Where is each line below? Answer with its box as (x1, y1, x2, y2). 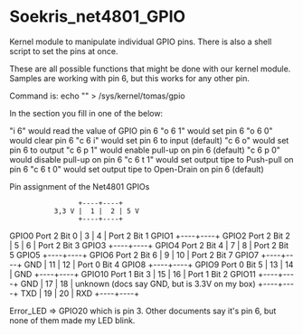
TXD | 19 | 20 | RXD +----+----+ (20, 287, 140, 299)
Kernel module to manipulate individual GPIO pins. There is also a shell (9, 36, 272, 47)
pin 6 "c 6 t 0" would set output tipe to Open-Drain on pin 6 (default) (9, 163, 264, 174)
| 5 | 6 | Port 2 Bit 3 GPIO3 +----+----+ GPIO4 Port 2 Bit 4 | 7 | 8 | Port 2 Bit (9, 239, 289, 250)
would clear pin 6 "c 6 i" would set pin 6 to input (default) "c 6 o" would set (9, 135, 289, 145)
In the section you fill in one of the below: (9, 107, 164, 118)
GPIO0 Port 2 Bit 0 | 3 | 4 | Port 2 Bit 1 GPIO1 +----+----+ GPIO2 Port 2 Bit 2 (9, 230, 291, 241)
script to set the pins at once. (9, 45, 118, 56)
